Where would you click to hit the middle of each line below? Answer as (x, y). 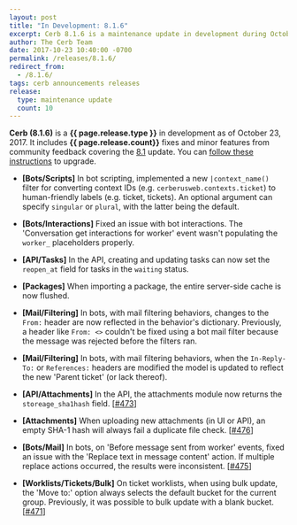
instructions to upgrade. (53, 161)
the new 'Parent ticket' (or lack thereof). (95, 377)
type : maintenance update (65, 100)
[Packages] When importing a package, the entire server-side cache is (151, 286)
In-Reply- (269, 359)
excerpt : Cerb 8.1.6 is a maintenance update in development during (138, 34)
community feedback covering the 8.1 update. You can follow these (131, 152)
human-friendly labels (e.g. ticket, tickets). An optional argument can (147, 197)
